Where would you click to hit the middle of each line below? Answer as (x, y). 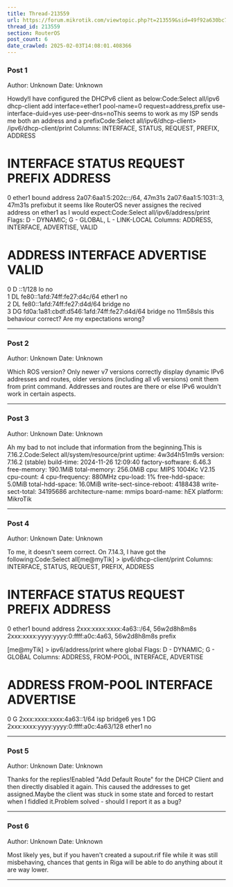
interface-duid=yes (35, 114)
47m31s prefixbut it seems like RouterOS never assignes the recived (104, 205)
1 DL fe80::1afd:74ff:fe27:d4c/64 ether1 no (68, 297)
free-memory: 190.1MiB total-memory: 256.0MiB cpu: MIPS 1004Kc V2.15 (111, 469)
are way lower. (28, 870)
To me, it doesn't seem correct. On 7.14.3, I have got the (87, 552)
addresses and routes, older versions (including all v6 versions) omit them (113, 379)
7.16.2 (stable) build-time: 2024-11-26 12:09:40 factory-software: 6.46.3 (109, 462)
